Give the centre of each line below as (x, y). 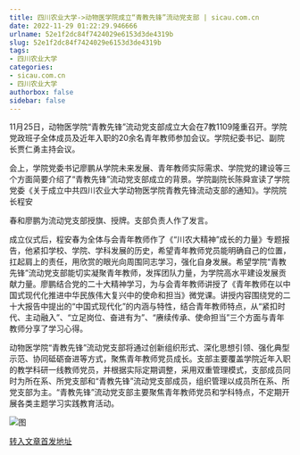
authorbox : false (42, 92)
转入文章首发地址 (41, 442)
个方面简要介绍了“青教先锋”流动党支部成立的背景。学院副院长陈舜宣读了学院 (150, 179)
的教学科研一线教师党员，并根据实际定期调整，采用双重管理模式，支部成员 (146, 370)
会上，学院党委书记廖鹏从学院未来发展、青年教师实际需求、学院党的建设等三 (150, 168)
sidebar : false (37, 100)
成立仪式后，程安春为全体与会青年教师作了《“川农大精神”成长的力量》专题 (146, 240)
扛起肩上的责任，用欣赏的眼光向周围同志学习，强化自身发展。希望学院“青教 (148, 262)
